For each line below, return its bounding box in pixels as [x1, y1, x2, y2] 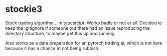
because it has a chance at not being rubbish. [5, 45, 100, 51]
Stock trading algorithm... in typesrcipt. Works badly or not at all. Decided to [5, 20, 162, 26]
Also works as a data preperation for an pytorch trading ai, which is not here [5, 40, 162, 46]
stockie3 [5, 3, 43, 15]
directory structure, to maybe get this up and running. [5, 30, 116, 36]
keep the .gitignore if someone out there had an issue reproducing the [5, 25, 150, 31]
